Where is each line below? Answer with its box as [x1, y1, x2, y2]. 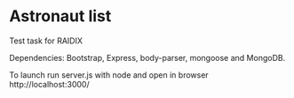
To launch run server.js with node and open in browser [9, 69, 209, 80]
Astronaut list [9, 6, 112, 26]
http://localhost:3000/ [9, 79, 91, 89]
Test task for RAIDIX [9, 35, 83, 46]
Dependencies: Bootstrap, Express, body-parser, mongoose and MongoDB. [9, 52, 286, 63]
